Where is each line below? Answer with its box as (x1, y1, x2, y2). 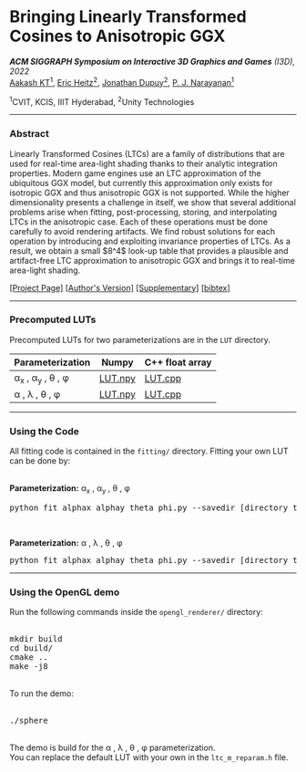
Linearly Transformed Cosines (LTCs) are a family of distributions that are (9, 148, 285, 159)
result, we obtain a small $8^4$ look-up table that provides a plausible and (9, 245, 289, 256)
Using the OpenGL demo (9, 586, 120, 599)
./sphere (9, 715, 48, 726)
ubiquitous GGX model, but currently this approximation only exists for (9, 177, 273, 188)
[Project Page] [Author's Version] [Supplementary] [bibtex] (9, 282, 230, 293)
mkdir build (9, 634, 63, 644)
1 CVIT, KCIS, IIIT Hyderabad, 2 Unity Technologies (9, 94, 195, 107)
